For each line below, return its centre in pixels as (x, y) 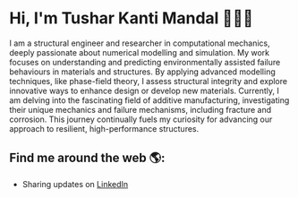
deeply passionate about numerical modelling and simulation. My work (140, 52)
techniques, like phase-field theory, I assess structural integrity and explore (149, 81)
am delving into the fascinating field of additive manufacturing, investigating (149, 100)
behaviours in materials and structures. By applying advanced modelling (142, 72)
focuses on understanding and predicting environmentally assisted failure (145, 62)
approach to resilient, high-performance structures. (104, 128)
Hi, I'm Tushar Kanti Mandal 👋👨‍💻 (131, 18)
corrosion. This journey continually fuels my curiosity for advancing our (141, 119)
